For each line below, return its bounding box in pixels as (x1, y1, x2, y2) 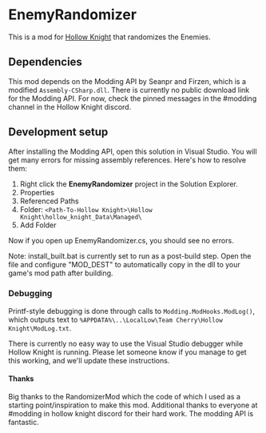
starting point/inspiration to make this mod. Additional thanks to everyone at (8, 400, 258, 410)
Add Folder (19, 220, 58, 230)
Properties (19, 187, 54, 197)
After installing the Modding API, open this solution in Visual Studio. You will (8, 146, 257, 156)
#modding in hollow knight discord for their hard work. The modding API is (8, 409, 254, 419)
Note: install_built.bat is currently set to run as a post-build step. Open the (8, 251, 252, 261)
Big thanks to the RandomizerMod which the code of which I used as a (8, 392, 241, 402)
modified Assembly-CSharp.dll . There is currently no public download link (8, 85, 250, 94)
